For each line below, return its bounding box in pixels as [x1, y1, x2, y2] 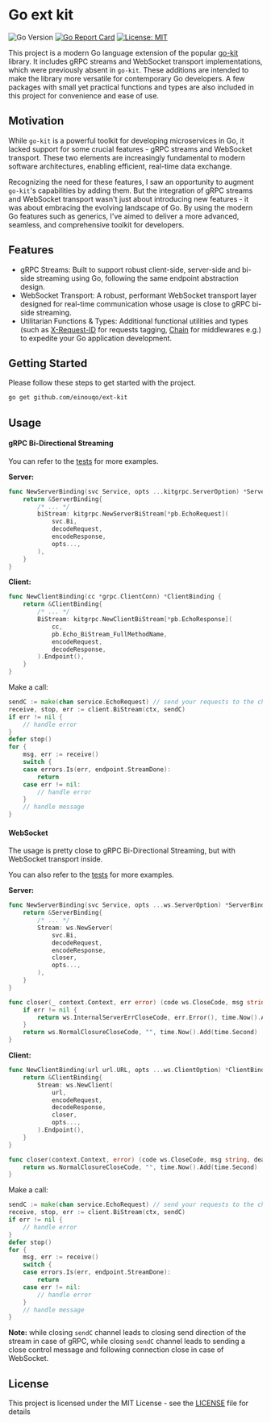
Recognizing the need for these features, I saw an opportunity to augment [8, 177, 254, 186]
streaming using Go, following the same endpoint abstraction [35, 273, 240, 283]
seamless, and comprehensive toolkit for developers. [8, 219, 185, 229]
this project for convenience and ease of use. [8, 90, 160, 100]
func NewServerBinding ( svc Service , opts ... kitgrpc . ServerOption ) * [8, 487, 248, 495]
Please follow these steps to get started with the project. [8, 378, 196, 388]
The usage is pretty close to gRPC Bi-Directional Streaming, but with [8, 845, 236, 856]
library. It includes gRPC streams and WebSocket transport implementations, [8, 56, 263, 66]
